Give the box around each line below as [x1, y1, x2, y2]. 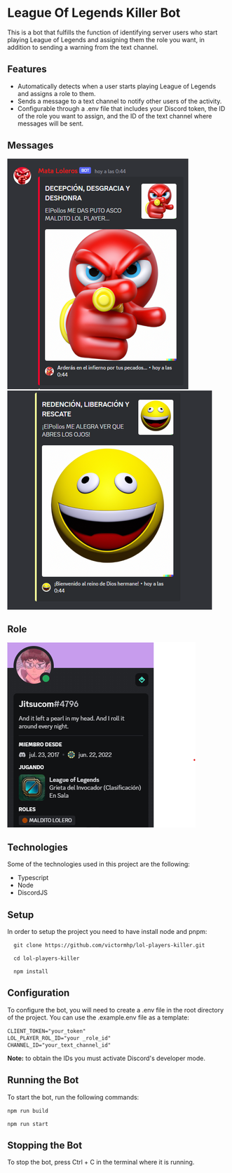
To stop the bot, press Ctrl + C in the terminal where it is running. [7, 1158, 195, 1167]
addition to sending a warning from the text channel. [7, 43, 159, 51]
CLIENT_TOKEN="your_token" [7, 1027, 86, 1035]
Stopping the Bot [7, 1139, 83, 1151]
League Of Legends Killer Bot [7, 5, 181, 21]
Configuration [7, 987, 70, 999]
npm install [13, 968, 49, 975]
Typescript [17, 874, 49, 882]
